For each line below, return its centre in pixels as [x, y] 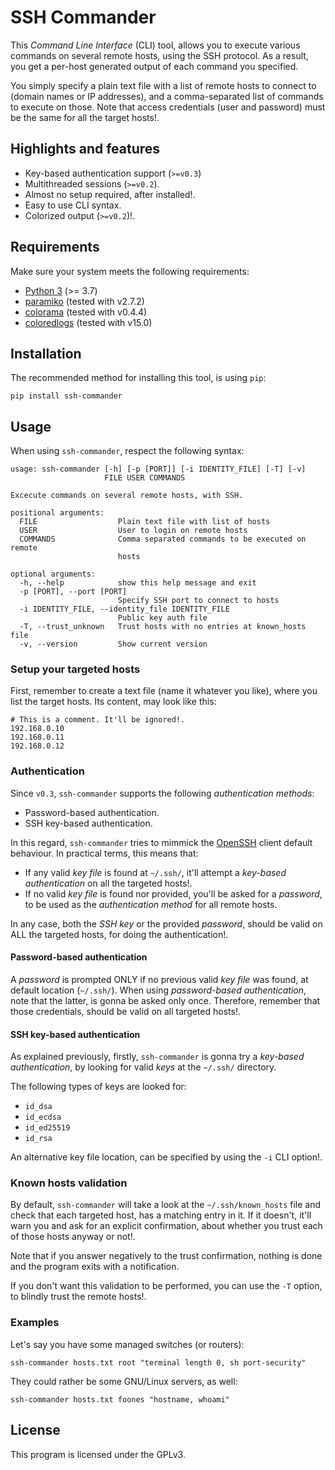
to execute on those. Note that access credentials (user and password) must [168, 107]
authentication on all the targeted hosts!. [108, 883]
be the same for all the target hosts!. [85, 117]
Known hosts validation [69, 1183]
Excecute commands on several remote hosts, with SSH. [127, 496]
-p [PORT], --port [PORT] [73, 592]
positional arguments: [57, 513]
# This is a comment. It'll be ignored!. [98, 720]
